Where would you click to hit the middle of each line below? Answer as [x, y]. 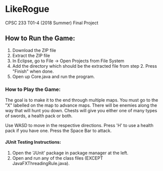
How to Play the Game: [33, 89]
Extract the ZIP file [31, 55]
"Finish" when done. [33, 71]
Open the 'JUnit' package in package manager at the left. [70, 153]
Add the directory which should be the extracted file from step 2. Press [84, 66]
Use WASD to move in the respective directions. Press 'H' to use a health [79, 126]
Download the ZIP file [34, 50]
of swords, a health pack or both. [39, 116]
